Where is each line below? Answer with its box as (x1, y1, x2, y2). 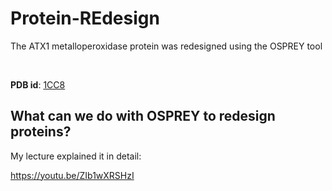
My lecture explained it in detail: (10, 150, 142, 162)
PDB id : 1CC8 (10, 78, 66, 91)
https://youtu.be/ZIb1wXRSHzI (10, 169, 135, 181)
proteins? (10, 123, 72, 141)
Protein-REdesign (10, 7, 160, 30)
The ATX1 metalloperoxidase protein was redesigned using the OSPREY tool (10, 40, 323, 52)
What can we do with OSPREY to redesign (10, 108, 276, 125)
